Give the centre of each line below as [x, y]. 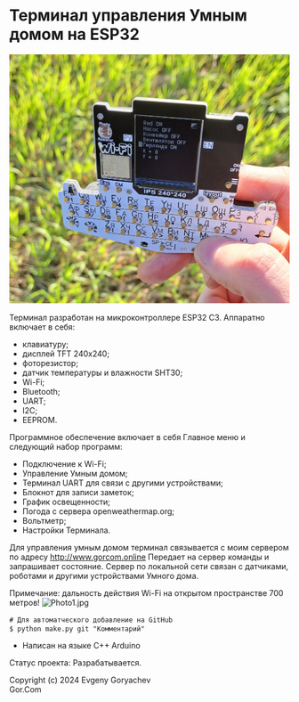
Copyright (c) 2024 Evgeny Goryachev [80, 680]
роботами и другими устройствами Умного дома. [104, 576]
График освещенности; [66, 502]
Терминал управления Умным [128, 16]
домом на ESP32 [74, 34]
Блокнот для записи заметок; [78, 493]
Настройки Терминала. [66, 530]
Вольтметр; [44, 521]
